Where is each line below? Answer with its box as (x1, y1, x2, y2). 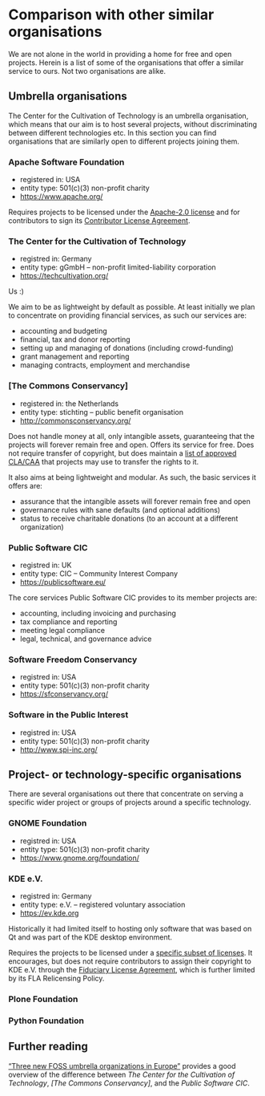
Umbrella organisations (8, 90, 128, 104)
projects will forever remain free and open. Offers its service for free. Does (8, 440, 255, 449)
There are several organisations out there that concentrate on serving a (8, 789, 244, 799)
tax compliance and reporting (19, 616, 118, 627)
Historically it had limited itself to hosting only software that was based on (8, 923, 252, 933)
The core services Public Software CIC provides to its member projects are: (8, 592, 258, 603)
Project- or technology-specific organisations (8, 768, 242, 781)
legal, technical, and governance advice (19, 634, 152, 643)
